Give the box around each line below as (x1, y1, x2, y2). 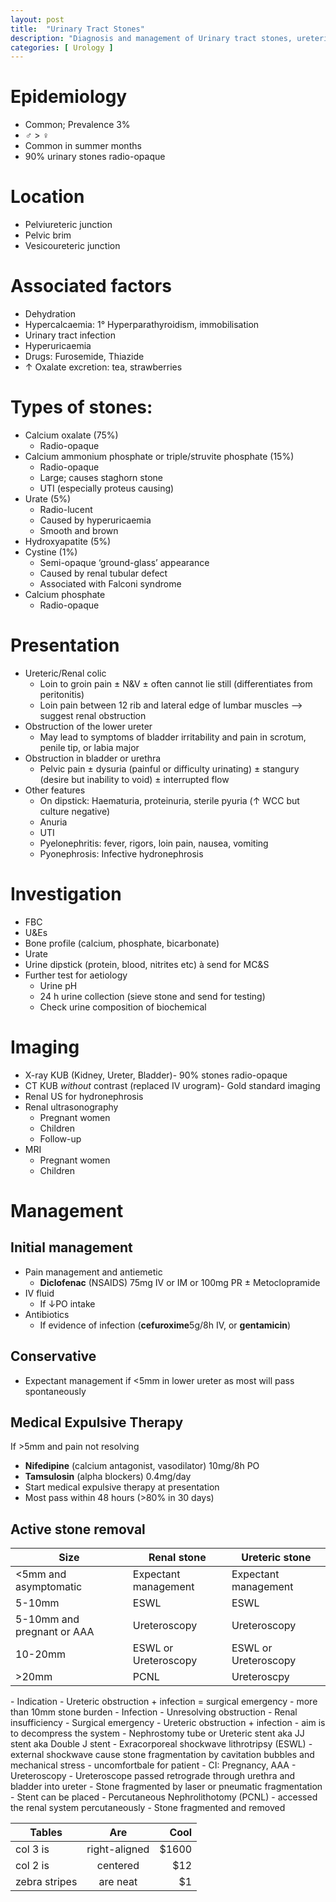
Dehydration (24, 308, 77, 320)
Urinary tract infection (24, 329, 116, 341)
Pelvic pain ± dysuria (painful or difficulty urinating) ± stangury (39, 762, 300, 775)
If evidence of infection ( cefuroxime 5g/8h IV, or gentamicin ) (39, 1319, 292, 1331)
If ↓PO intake (39, 1297, 96, 1310)
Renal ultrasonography (24, 1101, 119, 1113)
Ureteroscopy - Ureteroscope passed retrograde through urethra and (10, 1770, 296, 1782)
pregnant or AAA (15, 1625, 95, 1639)
